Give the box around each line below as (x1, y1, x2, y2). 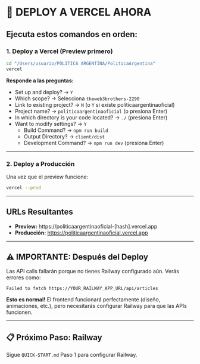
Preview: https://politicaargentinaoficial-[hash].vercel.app (14, 223, 158, 230)
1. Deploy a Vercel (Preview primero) (6, 47, 113, 55)
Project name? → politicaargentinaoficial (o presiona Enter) (14, 107, 168, 115)
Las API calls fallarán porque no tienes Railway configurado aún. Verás (6, 268, 180, 275)
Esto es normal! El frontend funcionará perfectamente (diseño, (6, 296, 161, 303)
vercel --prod (6, 184, 42, 190)
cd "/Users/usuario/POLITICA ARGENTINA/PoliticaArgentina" (6, 60, 156, 66)
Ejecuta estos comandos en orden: (6, 29, 138, 39)
